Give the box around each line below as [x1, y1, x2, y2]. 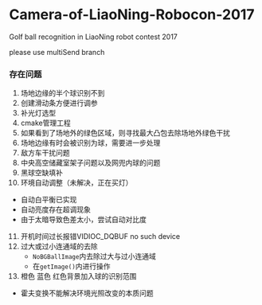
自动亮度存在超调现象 [20, 205, 91, 214]
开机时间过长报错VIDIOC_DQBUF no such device [20, 232, 181, 241]
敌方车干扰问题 [20, 148, 70, 158]
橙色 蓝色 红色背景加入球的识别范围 [20, 272, 137, 281]
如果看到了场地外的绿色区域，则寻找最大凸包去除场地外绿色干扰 [20, 128, 230, 138]
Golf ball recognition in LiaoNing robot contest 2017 [9, 32, 178, 41]
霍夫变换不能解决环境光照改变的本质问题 [20, 288, 154, 298]
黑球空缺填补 [20, 168, 63, 178]
